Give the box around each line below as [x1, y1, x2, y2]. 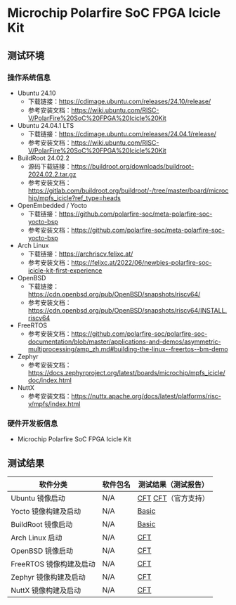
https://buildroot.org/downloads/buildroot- [71, 162, 195, 170]
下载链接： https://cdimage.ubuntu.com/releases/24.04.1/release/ [27, 129, 216, 138]
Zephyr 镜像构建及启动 [11, 572, 86, 582]
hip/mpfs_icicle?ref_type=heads [27, 193, 122, 202]
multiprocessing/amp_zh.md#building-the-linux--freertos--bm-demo [27, 344, 228, 353]
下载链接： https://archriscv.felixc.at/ [27, 249, 133, 258]
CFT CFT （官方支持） [137, 493, 209, 503]
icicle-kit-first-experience [27, 266, 103, 275]
